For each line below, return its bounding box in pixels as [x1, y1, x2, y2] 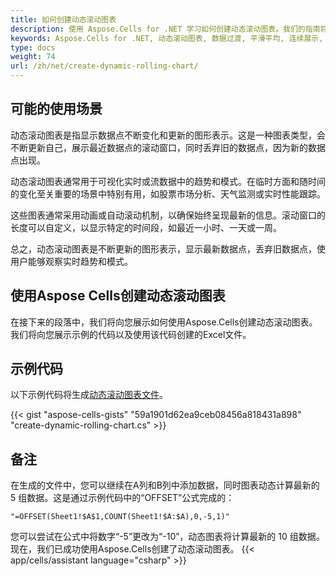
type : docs [10, 42, 56, 53]
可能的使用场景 [10, 101, 103, 118]
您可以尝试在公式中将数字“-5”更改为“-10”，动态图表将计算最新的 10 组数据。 [10, 531, 325, 543]
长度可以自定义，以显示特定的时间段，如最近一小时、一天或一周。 [10, 221, 282, 233]
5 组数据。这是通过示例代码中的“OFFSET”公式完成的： [10, 492, 235, 504]
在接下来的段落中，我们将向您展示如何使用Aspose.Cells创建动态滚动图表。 [10, 316, 318, 328]
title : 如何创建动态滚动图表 [10, 14, 117, 25]
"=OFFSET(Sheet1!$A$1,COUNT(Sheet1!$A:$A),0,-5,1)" [10, 512, 230, 522]
